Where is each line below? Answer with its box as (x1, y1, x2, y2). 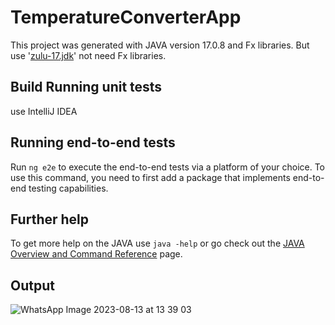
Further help (10, 211, 90, 228)
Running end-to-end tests (10, 134, 176, 151)
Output (10, 277, 55, 294)
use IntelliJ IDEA (10, 105, 78, 117)
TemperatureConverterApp (10, 6, 242, 29)
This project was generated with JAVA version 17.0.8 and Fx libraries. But (10, 39, 310, 51)
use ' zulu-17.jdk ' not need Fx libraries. (10, 49, 167, 61)
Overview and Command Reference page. (10, 248, 183, 260)
